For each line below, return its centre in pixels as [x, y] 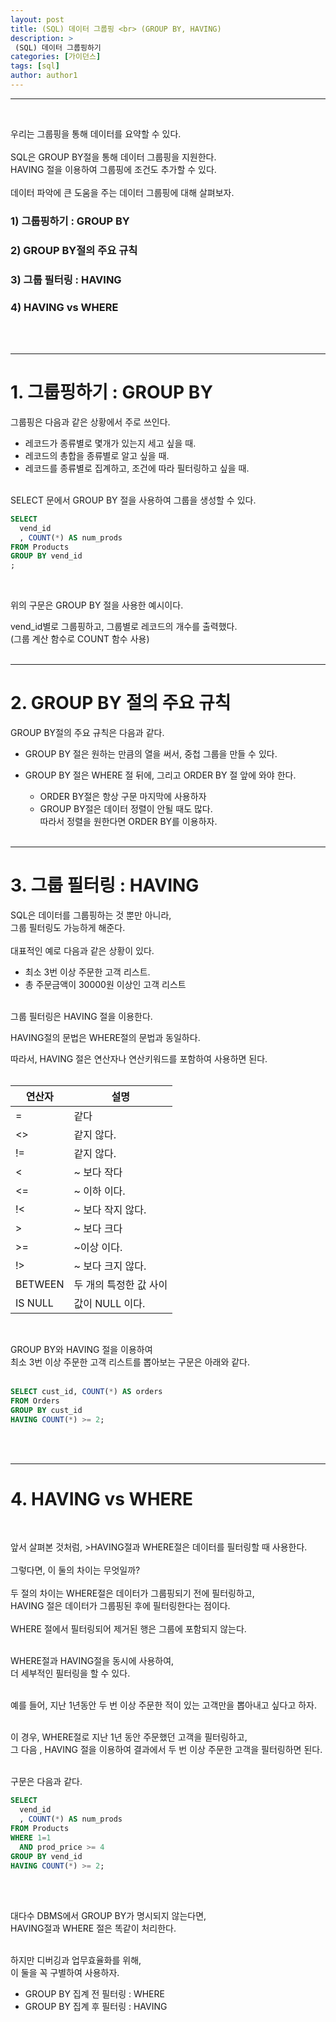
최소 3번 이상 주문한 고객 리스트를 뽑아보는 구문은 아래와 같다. [130, 1362]
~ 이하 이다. [99, 1191]
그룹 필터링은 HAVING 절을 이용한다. [81, 1016]
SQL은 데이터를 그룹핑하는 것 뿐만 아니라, [91, 915]
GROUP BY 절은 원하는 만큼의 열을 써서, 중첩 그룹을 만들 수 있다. [151, 754]
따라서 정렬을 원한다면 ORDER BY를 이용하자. [128, 822]
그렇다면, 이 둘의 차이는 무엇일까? [75, 1570]
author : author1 [44, 76]
